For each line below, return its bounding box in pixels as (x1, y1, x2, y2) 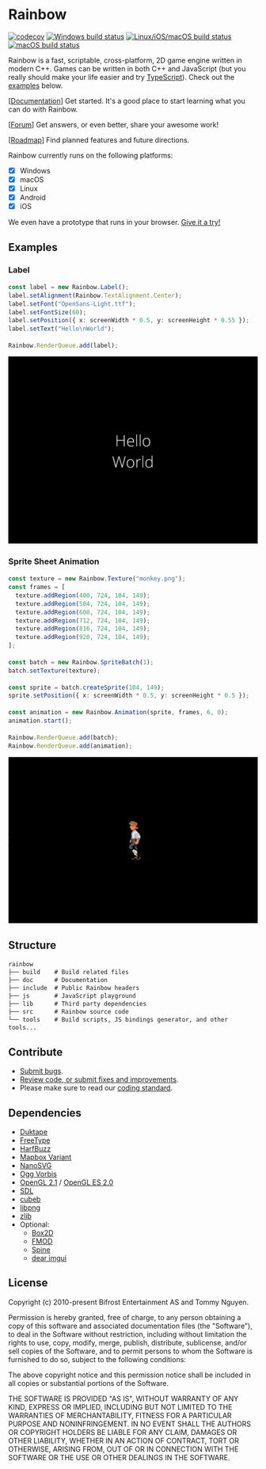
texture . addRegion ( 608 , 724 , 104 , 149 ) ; (15, 608, 150, 616)
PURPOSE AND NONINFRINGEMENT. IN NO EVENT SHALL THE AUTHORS (8, 1419, 252, 1429)
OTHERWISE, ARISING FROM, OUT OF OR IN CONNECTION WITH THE (8, 1444, 239, 1454)
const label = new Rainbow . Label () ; (8, 283, 129, 291)
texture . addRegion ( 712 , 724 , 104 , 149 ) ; (15, 616, 150, 625)
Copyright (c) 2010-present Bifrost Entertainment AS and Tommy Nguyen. (8, 1297, 249, 1307)
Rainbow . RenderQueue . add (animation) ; (8, 742, 133, 750)
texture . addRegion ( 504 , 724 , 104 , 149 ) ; (15, 599, 150, 607)
